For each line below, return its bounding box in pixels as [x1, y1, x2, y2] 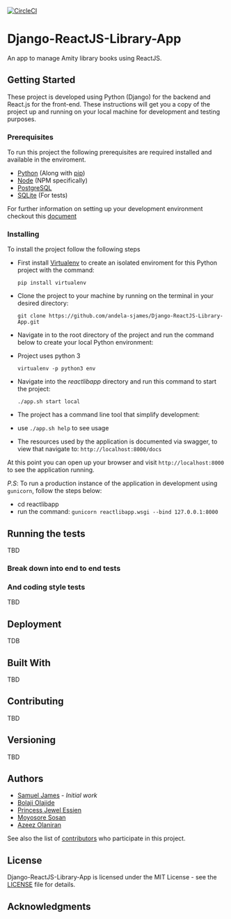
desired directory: [17, 299, 69, 308]
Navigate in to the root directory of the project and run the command [17, 331, 214, 339]
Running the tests [7, 528, 86, 540]
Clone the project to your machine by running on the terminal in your [17, 292, 214, 300]
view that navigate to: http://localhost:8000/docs [17, 445, 162, 453]
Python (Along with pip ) [17, 169, 86, 178]
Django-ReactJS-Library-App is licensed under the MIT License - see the [7, 873, 217, 881]
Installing [7, 229, 40, 239]
